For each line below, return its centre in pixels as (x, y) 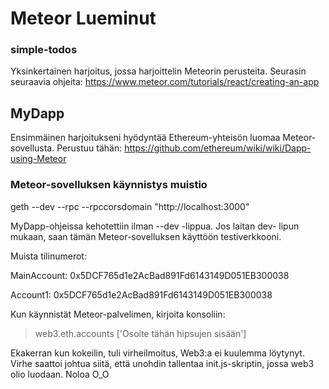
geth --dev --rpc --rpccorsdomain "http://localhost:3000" (130, 206)
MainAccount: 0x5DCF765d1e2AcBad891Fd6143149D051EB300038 (150, 275)
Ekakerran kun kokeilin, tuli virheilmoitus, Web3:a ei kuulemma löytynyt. (157, 353)
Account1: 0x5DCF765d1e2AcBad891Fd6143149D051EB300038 (141, 294)
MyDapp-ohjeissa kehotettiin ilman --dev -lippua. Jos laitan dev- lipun (155, 226)
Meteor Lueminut (83, 18)
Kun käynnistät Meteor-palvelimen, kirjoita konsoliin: (118, 314)
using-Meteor (38, 159)
